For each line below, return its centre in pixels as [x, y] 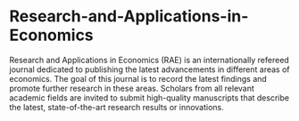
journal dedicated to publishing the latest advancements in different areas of [149, 69]
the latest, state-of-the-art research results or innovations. [117, 107]
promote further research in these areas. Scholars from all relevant [132, 88]
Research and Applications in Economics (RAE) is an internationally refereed [149, 60]
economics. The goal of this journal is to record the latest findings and [138, 78]
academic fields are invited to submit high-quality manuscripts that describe [149, 97]
